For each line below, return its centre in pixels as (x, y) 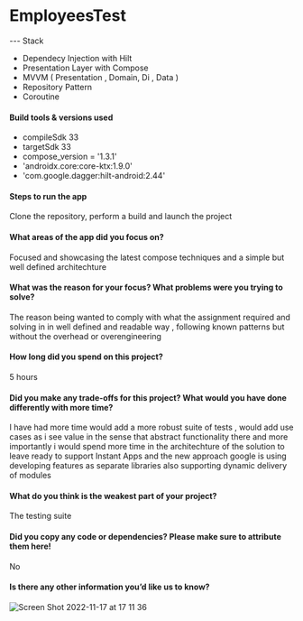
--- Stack (27, 41)
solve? (22, 297)
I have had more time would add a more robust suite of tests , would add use (152, 427)
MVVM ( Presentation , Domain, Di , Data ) (100, 77)
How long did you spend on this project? (87, 357)
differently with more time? (61, 407)
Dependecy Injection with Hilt (77, 58)
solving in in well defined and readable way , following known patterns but (147, 327)
